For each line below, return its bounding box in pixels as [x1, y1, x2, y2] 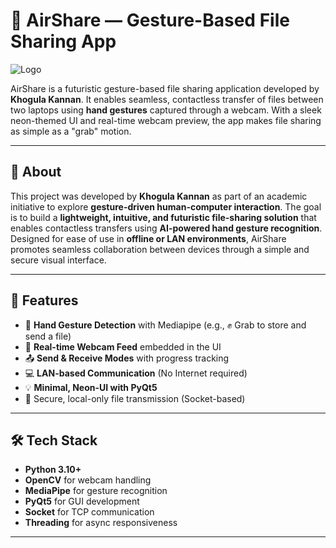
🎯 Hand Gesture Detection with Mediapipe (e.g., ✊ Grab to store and [24, 319, 307, 331]
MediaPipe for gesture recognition [24, 485, 168, 497]
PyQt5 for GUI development [24, 495, 140, 508]
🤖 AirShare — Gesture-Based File [10, 9, 290, 32]
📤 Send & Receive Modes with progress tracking [24, 352, 230, 364]
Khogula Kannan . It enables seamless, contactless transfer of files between [10, 93, 324, 105]
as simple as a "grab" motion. [10, 125, 132, 137]
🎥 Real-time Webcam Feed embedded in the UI [24, 340, 222, 353]
